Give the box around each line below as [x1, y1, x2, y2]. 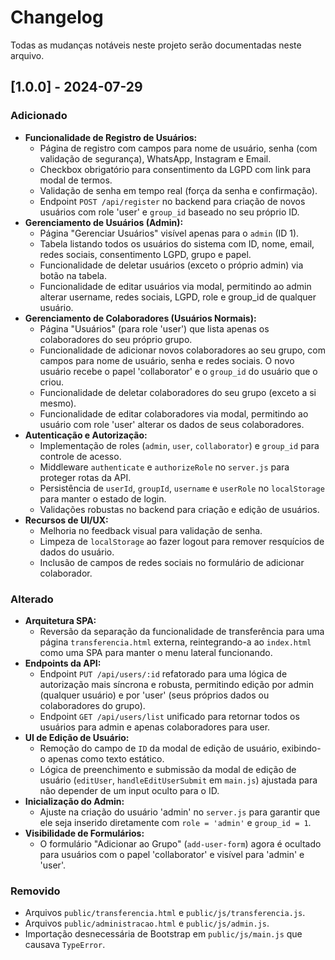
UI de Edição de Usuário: [24, 731, 130, 743]
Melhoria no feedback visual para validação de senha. [39, 524, 263, 536]
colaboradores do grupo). [39, 699, 146, 711]
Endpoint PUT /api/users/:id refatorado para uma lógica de [39, 667, 288, 680]
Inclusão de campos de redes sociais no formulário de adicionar [39, 556, 305, 568]
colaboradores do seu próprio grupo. [39, 333, 193, 345]
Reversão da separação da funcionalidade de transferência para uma [39, 625, 325, 637]
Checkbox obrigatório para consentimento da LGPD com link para [39, 163, 312, 175]
